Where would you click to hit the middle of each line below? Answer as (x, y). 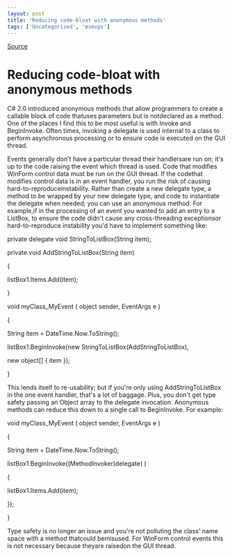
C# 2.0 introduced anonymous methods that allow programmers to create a (115, 109)
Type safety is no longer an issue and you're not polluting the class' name (113, 531)
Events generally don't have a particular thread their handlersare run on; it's (115, 159)
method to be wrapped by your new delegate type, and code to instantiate (114, 196)
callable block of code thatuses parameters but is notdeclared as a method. (115, 116)
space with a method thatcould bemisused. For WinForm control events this (115, 539)
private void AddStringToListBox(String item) (71, 253)
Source (17, 47)
